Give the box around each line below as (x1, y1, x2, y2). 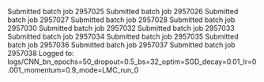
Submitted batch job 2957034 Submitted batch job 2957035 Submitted (7, 32, 239, 41)
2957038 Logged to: (7, 49, 74, 58)
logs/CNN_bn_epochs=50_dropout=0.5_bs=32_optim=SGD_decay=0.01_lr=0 (7, 57, 257, 66)
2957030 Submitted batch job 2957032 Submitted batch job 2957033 (7, 24, 235, 32)
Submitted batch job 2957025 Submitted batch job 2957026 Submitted (7, 7, 239, 16)
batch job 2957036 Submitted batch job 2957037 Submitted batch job (7, 40, 236, 50)
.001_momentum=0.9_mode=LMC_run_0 (7, 65, 139, 74)
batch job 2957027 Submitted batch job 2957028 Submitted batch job (7, 15, 236, 24)
